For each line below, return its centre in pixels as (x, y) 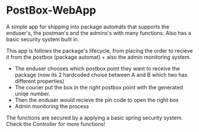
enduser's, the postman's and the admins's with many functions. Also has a (99, 33)
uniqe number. (32, 94)
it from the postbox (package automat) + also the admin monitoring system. (99, 57)
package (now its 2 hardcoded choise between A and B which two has (101, 75)
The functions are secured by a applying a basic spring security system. (94, 117)
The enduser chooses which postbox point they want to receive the (97, 68)
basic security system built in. (43, 39)
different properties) (40, 81)
